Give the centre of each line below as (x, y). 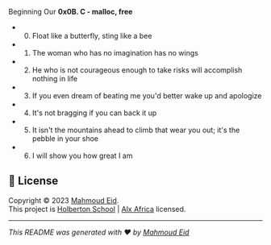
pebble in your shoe (65, 139)
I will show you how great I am (82, 156)
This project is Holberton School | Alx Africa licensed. (97, 209)
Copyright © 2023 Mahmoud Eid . (64, 200)
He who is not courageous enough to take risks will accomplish (137, 70)
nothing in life (55, 79)
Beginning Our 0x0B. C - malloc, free (71, 12)
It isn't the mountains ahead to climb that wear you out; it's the (136, 130)
